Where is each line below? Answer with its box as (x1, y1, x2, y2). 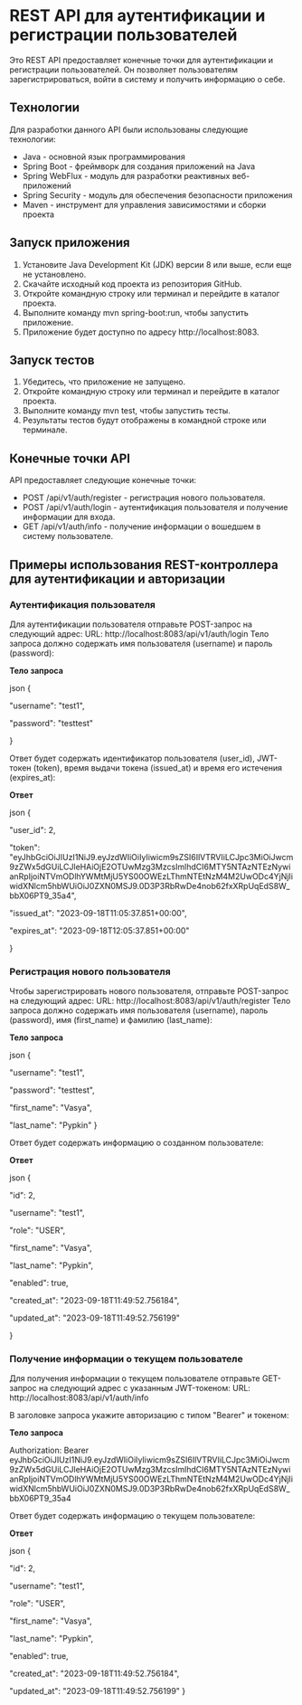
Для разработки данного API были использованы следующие (9, 124, 249, 135)
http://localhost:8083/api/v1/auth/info (9, 1392, 149, 1403)
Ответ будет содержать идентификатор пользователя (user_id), (9, 753, 255, 763)
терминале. (22, 424, 68, 435)
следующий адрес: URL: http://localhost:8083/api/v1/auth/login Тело (9, 628, 269, 639)
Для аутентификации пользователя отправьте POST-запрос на (9, 619, 253, 630)
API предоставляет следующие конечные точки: (9, 475, 197, 486)
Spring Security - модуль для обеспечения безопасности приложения (22, 189, 293, 200)
